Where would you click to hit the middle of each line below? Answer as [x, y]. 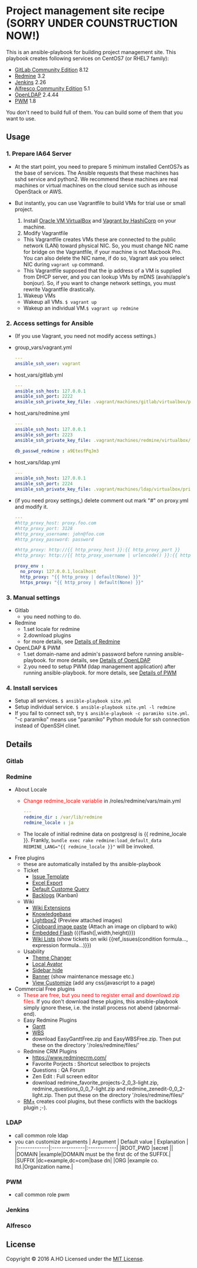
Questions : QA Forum [59, 1070]
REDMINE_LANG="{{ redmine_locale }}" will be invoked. [89, 846]
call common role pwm [42, 1195]
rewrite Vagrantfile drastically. [59, 289]
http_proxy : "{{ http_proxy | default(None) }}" [81, 577]
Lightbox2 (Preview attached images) [77, 920]
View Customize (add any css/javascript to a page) [94, 982]
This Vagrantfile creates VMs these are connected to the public [100, 239]
